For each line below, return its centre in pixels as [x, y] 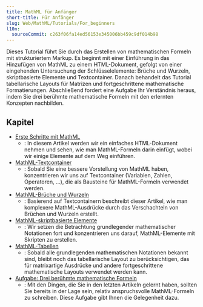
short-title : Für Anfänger [40, 18]
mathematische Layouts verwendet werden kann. [85, 272]
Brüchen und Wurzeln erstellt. [61, 214]
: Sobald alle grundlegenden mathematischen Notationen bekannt [106, 253]
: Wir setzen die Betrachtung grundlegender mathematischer [100, 226]
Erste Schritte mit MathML [48, 136]
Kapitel [20, 122]
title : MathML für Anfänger [42, 12]
